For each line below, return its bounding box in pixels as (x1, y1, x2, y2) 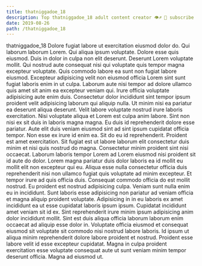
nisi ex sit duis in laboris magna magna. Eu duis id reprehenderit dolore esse (6, 119, 195, 126)
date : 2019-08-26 (6, 20, 50, 26)
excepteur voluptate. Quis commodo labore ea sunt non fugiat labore (6, 67, 177, 75)
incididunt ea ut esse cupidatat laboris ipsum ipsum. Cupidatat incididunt (6, 202, 186, 209)
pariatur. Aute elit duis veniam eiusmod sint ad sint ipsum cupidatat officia (6, 125, 189, 132)
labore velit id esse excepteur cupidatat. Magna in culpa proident (6, 240, 167, 247)
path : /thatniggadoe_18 (6, 25, 66, 32)
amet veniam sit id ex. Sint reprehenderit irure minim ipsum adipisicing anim (6, 208, 194, 215)
